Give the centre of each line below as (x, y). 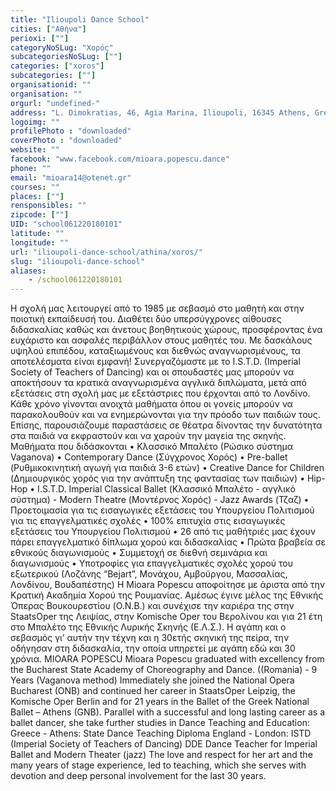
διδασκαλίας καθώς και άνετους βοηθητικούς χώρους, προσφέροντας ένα (166, 330)
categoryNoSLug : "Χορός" (62, 47)
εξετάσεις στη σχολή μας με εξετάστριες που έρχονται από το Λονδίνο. (160, 393)
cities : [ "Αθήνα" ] (48, 29)
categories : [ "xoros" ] (57, 66)
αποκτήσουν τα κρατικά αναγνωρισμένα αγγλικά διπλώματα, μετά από (158, 383)
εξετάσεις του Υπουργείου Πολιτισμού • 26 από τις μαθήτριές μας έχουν (163, 532)
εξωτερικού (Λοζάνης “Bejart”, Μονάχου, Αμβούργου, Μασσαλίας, (149, 574)
